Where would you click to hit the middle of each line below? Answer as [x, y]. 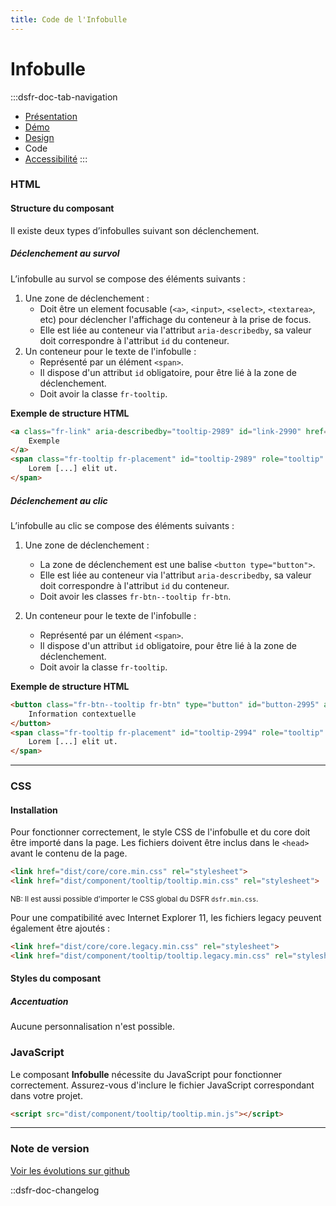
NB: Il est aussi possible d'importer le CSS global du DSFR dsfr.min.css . [134, 899]
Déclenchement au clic [59, 500]
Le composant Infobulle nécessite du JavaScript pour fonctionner [146, 1074]
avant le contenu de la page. [69, 853]
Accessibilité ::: [56, 158]
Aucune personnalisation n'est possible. [93, 1027]
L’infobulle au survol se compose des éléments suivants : [128, 278]
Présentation [51, 116]
